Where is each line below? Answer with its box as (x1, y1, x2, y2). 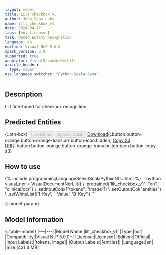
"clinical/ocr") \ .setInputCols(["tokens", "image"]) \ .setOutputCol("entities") (5, 186, 161, 192)
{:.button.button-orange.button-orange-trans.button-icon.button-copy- (12, 142, 158, 149)
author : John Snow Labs (5, 16, 55, 21)
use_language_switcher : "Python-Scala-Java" (5, 72, 99, 77)
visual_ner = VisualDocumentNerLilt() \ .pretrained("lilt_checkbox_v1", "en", (5, 181, 158, 187)
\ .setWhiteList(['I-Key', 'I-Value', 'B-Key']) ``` (5, 191, 96, 197)
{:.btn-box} (5, 131, 28, 137)
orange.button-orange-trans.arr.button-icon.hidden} (5, 137, 112, 143)
